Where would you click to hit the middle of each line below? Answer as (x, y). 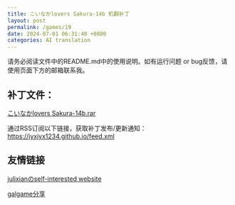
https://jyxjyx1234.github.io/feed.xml (61, 136)
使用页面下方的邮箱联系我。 (48, 70)
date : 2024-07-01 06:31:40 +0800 (57, 34)
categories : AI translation (49, 40)
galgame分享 (26, 194)
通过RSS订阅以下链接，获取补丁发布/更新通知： (77, 128)
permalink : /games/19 (40, 27)
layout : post (27, 21)
